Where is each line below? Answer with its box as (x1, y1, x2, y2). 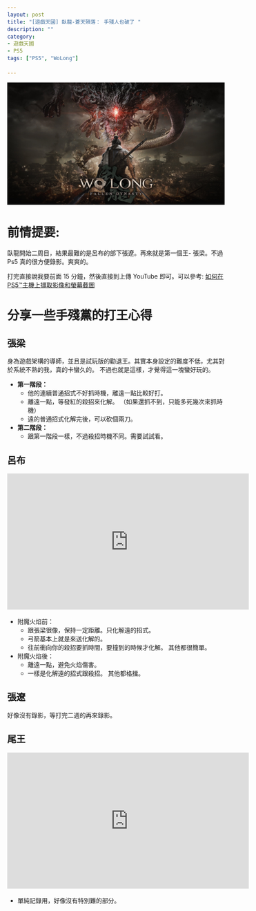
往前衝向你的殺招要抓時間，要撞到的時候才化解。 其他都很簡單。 (27, 644, 211, 651)
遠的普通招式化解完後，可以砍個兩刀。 (27, 415, 137, 423)
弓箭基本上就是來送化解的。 (27, 635, 107, 643)
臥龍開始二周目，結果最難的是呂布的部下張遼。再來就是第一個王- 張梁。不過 (7, 249, 224, 257)
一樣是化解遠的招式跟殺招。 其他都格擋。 (27, 669, 145, 677)
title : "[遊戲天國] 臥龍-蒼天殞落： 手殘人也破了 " (7, 18, 141, 26)
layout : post (7, 11, 45, 18)
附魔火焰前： (17, 617, 54, 626)
